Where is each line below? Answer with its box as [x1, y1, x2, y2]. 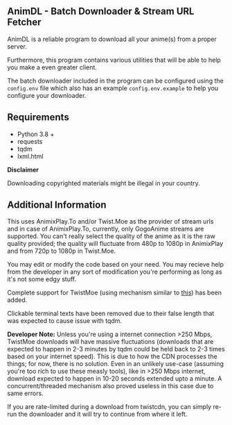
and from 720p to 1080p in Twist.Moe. [7, 247, 116, 256]
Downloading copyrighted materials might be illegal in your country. [7, 178, 201, 187]
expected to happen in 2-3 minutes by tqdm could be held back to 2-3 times [7, 345, 225, 353]
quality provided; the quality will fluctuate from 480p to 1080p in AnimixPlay [7, 240, 224, 248]
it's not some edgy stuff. [7, 275, 77, 283]
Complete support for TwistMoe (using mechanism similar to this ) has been [7, 288, 222, 297]
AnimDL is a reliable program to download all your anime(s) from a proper [7, 35, 217, 43]
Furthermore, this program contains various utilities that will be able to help [7, 56, 222, 64]
